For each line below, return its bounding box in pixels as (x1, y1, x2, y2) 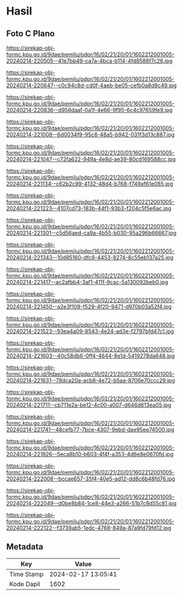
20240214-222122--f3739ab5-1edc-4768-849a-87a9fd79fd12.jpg (6, 525, 172, 531)
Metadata (6, 542, 43, 552)
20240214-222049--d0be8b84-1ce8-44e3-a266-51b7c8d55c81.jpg (6, 500, 177, 506)
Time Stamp (9, 570, 44, 578)
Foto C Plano (6, 28, 55, 39)
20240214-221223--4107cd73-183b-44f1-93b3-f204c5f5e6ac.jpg (6, 205, 172, 212)
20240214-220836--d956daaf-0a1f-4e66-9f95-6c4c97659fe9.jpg (6, 106, 173, 113)
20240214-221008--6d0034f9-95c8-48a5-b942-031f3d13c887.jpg (6, 131, 175, 138)
